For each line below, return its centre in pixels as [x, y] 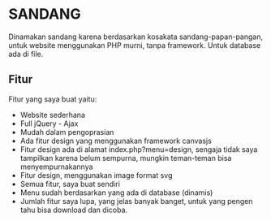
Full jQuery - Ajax [49, 123]
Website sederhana [52, 115]
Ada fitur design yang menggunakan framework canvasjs [116, 141]
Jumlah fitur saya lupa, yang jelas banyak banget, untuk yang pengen [136, 201]
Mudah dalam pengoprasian [67, 132]
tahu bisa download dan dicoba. [74, 210]
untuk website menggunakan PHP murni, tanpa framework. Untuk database [135, 45]
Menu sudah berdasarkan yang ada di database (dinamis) [116, 193]
